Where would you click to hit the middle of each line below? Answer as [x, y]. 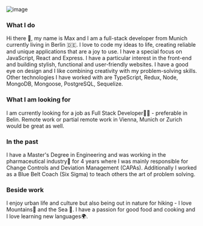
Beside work [25, 190]
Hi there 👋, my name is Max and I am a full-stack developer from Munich [97, 38]
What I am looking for [39, 100]
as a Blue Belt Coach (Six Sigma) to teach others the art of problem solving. [101, 174]
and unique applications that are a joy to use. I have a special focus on [94, 52]
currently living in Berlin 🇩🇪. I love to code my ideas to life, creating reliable [101, 45]
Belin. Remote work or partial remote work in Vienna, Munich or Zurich [94, 119]
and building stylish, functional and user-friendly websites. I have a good [97, 64]
